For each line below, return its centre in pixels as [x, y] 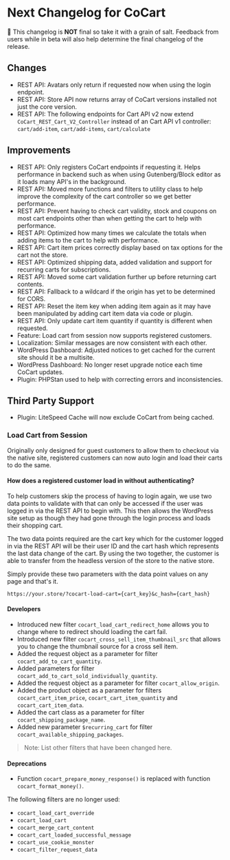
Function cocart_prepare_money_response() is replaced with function [114, 779]
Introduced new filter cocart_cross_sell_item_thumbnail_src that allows [119, 639]
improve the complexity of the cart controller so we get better [104, 196]
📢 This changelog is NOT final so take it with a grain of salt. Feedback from [113, 32]
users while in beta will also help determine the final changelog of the [105, 39]
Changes [27, 68]
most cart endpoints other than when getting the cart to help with [110, 218]
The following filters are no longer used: [64, 799]
